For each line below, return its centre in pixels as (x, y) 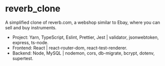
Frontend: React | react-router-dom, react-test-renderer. (70, 48)
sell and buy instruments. (31, 27)
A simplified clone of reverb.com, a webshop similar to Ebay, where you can (82, 22)
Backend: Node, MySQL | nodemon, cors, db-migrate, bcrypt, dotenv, (83, 53)
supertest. (23, 58)
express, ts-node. (30, 42)
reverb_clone (33, 9)
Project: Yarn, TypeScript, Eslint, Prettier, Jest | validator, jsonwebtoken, (85, 37)
